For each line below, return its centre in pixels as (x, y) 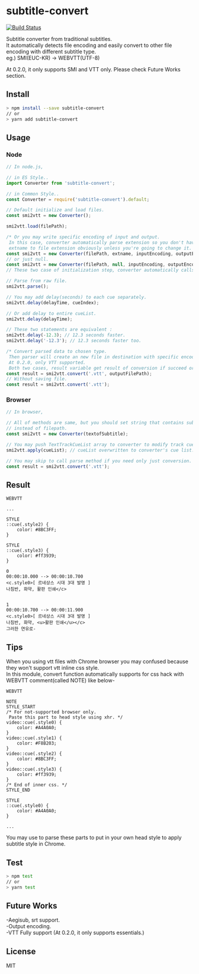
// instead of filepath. (37, 428)
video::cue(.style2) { (34, 754)
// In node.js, (25, 167)
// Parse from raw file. (37, 281)
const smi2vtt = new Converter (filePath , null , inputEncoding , (86, 265)
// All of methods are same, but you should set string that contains (95, 423)
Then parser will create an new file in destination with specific (94, 357)
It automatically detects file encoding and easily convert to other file (89, 45)
